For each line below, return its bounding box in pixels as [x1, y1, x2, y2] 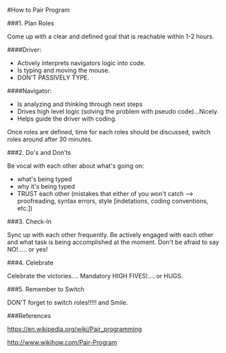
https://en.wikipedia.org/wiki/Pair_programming [7, 325, 142, 333]
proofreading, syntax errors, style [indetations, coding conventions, [16, 197, 209, 205]
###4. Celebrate [7, 258, 54, 267]
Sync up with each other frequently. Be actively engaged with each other [7, 231, 214, 239]
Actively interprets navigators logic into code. [16, 59, 146, 67]
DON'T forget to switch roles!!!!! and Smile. [7, 298, 128, 306]
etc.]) [16, 204, 33, 212]
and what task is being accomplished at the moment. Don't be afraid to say [7, 238, 220, 246]
